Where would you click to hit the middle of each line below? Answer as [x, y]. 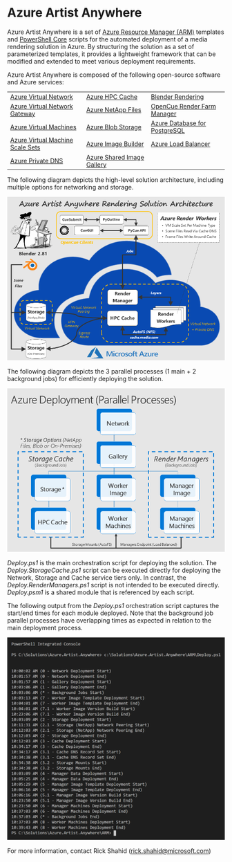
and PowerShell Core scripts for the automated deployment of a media [107, 39]
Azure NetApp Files [114, 110]
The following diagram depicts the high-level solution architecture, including [116, 180]
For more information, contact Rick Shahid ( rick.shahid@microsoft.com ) [109, 851]
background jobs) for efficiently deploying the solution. [85, 379]
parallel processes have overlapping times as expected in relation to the [109, 621]
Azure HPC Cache [112, 97]
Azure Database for [178, 123]
